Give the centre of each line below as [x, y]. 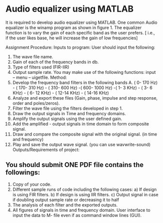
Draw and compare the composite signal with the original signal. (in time [85, 134]
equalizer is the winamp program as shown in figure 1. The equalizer [74, 27]
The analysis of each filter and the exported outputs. [65, 205]
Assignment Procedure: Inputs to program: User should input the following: [81, 47]
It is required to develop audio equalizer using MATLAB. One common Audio [81, 22]
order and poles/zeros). [36, 103]
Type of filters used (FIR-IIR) [41, 67]
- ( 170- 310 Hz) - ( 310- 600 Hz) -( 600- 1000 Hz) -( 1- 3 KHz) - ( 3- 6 [82, 87]
